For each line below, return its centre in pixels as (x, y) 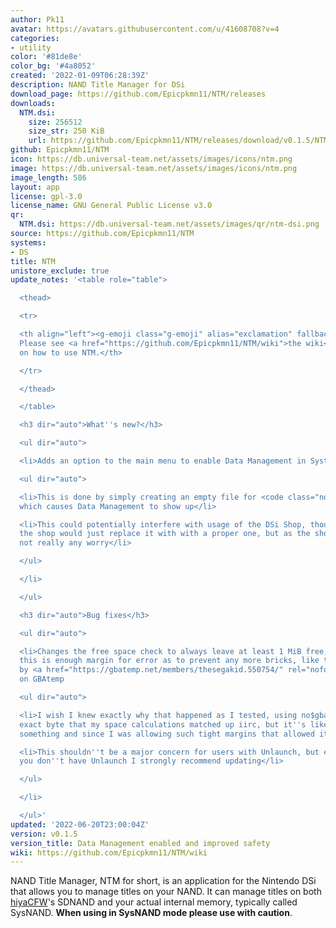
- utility (31, 47)
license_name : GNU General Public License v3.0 (111, 206)
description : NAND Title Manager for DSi (98, 85)
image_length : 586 (48, 177)
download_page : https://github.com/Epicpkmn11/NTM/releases (138, 94)
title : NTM (33, 261)
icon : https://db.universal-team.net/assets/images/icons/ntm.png (151, 159)
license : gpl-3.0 (46, 196)
